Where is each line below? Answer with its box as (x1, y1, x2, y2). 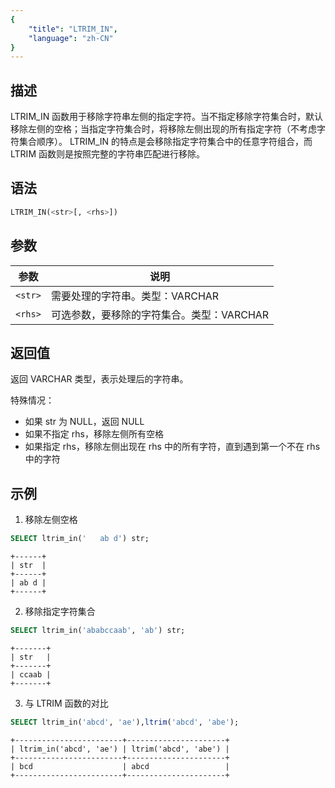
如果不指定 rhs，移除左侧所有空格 (24, 428, 164, 440)
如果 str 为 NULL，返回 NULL (24, 416, 145, 428)
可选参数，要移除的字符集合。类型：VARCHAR (50, 307, 270, 321)
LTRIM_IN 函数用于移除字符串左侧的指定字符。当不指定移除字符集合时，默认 (10, 111, 324, 123)
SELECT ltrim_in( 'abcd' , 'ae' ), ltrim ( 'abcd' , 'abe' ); (10, 717, 240, 727)
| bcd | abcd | (10, 761, 230, 771)
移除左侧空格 (24, 514, 78, 526)
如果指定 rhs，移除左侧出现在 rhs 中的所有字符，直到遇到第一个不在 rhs (24, 441, 321, 453)
